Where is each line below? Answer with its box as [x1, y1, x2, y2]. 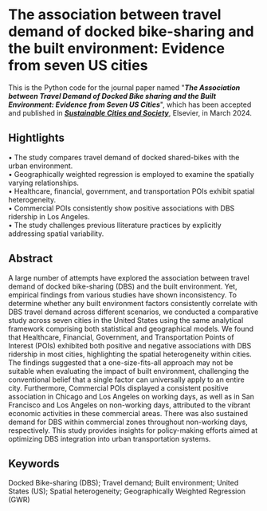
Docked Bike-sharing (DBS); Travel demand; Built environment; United [8, 478, 239, 488]
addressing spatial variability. [8, 229, 104, 238]
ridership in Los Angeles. [8, 211, 90, 221]
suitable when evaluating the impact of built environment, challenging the [8, 366, 249, 375]
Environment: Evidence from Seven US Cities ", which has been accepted [8, 100, 252, 109]
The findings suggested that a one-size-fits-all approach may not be [8, 357, 234, 368]
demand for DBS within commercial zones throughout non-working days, [8, 417, 249, 426]
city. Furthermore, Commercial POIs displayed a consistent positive [8, 383, 229, 392]
